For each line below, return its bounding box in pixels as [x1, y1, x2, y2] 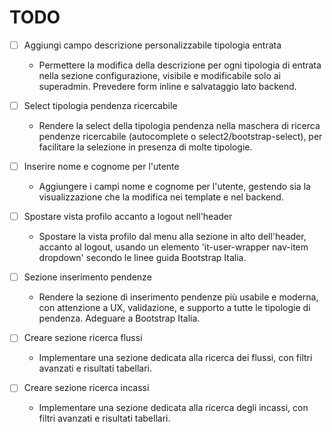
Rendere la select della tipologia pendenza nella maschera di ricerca [38, 120, 321, 132]
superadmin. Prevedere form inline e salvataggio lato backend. [38, 81, 297, 92]
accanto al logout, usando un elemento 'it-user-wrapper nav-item [38, 241, 309, 253]
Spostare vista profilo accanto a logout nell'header [23, 211, 233, 223]
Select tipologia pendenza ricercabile [23, 100, 178, 111]
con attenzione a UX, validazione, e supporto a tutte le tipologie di [38, 302, 311, 314]
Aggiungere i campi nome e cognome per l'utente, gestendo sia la [38, 181, 311, 193]
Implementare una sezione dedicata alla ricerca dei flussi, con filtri [38, 352, 313, 364]
